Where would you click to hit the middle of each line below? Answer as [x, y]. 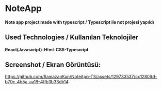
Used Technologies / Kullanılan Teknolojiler [72, 37]
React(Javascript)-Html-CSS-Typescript [47, 49]
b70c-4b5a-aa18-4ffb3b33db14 [37, 82]
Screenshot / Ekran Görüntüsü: [53, 65]
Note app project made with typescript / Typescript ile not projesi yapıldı [80, 22]
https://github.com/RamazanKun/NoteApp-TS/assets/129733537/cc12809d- [81, 76]
